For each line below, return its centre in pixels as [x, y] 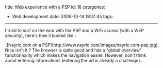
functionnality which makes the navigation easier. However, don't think [76, 55]
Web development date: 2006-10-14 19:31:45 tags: [62, 16]
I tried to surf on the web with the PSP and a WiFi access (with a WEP [74, 30]
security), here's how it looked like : [41, 35]
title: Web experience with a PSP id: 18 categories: [55, 7]
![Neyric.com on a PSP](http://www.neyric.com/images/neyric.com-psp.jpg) [81, 45]
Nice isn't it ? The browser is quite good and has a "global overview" [73, 50]
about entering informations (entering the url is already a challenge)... [74, 60]
